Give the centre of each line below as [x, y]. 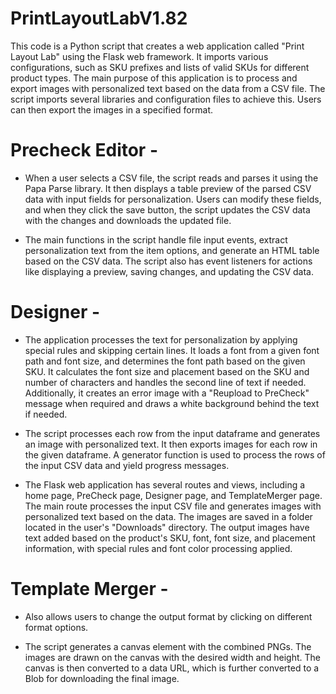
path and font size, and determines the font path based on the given [165, 361]
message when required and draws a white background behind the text [172, 403]
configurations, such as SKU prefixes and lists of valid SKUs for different [160, 67]
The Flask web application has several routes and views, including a [165, 484]
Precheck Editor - [84, 150]
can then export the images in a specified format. [111, 109]
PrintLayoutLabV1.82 [99, 18]
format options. [56, 627]
